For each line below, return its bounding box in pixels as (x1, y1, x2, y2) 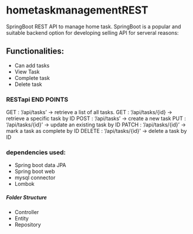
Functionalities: (6, 46, 65, 56)
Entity (14, 215, 29, 222)
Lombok (14, 180, 35, 188)
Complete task (14, 74, 50, 81)
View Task (14, 68, 40, 75)
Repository (14, 221, 41, 228)
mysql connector (14, 174, 56, 181)
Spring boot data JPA (14, 162, 66, 169)
